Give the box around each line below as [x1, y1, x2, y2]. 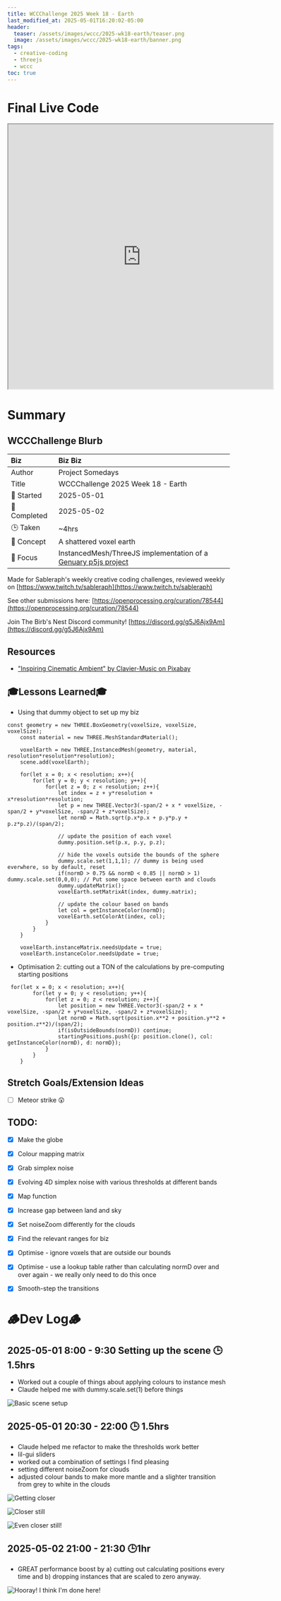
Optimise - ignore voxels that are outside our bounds [17, 1249, 172, 1257]
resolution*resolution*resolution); [7, 752, 115, 760]
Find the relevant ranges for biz [17, 1235, 109, 1243]
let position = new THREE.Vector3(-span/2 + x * [57, 1002, 203, 1009]
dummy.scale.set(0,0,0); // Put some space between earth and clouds [7, 876, 217, 883]
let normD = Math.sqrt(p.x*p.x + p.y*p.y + [57, 815, 189, 822]
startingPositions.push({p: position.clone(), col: [57, 1033, 213, 1041]
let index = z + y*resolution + [57, 790, 153, 797]
